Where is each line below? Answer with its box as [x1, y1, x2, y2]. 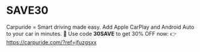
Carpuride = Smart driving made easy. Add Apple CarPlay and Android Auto [6, 23, 195, 30]
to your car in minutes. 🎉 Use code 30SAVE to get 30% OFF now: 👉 [6, 30, 177, 37]
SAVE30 [6, 4, 49, 17]
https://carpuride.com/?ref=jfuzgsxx [6, 38, 97, 45]
